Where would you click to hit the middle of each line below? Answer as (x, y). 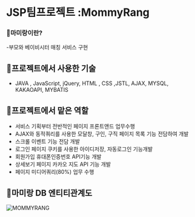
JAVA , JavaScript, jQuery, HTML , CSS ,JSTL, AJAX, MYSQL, (92, 83)
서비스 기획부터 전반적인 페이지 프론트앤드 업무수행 (75, 126)
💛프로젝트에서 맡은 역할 (48, 110)
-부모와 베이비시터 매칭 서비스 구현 (47, 47)
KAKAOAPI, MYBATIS (41, 90)
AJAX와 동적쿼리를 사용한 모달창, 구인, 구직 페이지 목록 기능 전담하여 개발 (102, 134)
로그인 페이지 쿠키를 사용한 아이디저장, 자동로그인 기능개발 (84, 149)
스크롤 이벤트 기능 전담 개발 (48, 142)
